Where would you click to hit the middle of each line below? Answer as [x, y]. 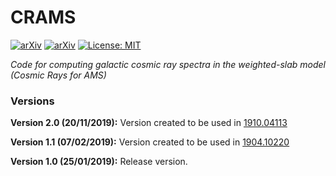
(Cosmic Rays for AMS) [58, 75]
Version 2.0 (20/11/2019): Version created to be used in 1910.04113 [149, 123]
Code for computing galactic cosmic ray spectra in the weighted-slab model [168, 64]
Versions [32, 101]
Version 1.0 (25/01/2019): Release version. [99, 162]
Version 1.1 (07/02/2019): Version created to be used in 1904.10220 [150, 142]
